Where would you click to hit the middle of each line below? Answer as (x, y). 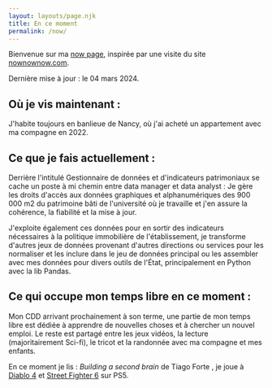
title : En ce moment (43, 24)
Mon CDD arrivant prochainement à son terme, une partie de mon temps (130, 316)
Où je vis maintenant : (65, 104)
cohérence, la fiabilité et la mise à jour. (73, 212)
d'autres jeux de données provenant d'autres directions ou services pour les (136, 245)
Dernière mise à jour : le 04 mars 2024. (74, 79)
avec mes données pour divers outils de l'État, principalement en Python (130, 262)
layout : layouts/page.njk (52, 16)
